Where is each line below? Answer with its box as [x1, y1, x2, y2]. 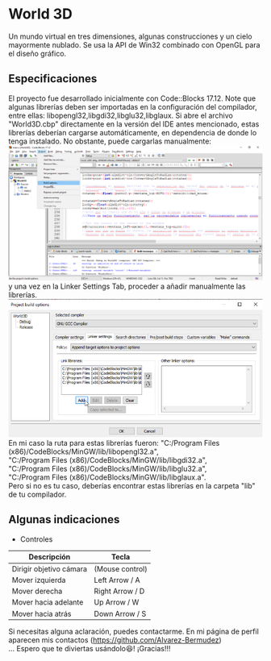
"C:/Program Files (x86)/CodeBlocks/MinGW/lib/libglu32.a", [8, 464, 207, 474]
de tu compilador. [8, 489, 67, 500]
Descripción [28, 552, 71, 562]
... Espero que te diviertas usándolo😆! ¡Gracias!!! [8, 644, 171, 654]
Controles [19, 534, 53, 544]
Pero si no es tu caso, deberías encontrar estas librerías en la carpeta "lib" [8, 481, 256, 491]
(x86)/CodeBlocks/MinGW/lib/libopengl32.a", [8, 447, 159, 456]
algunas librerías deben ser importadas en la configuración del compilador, [8, 102, 258, 111]
